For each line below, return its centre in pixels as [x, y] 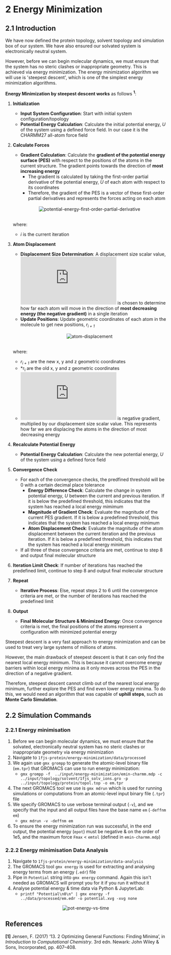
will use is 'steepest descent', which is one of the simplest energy [74, 77]
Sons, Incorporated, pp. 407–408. [41, 947]
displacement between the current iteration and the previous [92, 534]
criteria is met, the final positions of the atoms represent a [81, 626]
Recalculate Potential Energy [44, 444]
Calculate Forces [31, 145]
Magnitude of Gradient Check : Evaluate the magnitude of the [93, 512]
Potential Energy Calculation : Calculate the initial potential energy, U [93, 124]
